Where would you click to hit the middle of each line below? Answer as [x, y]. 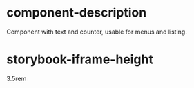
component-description [77, 13]
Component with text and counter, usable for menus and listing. [97, 32]
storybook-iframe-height [80, 59]
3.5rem [17, 78]
